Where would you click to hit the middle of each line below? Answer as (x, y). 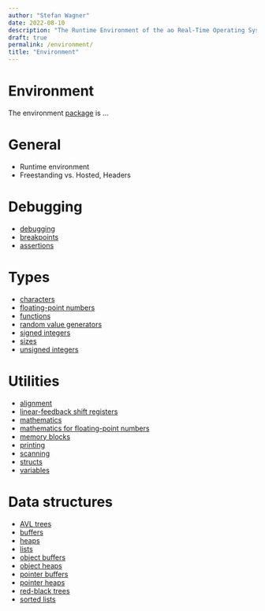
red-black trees (45, 591)
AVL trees (35, 523)
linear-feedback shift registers (69, 412)
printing (32, 445)
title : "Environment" (44, 52)
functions (35, 315)
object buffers (42, 557)
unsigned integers (49, 349)
